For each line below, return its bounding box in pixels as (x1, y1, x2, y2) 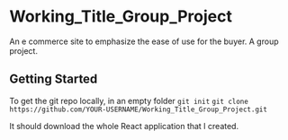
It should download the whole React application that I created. (9, 120, 239, 131)
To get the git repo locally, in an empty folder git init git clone (9, 95, 249, 106)
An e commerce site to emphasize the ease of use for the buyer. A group (9, 36, 279, 47)
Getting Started (9, 72, 98, 87)
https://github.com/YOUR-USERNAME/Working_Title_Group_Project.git (9, 105, 268, 114)
